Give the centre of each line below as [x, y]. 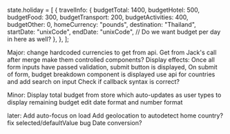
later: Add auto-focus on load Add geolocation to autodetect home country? [115, 115]
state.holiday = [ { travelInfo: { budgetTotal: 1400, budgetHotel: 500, [104, 10]
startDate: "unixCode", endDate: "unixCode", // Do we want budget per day [114, 32]
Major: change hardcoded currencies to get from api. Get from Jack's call [112, 52]
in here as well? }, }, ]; [38, 39]
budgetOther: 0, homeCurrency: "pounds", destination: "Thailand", [102, 24]
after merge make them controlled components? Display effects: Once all [111, 60]
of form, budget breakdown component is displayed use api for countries [111, 74]
